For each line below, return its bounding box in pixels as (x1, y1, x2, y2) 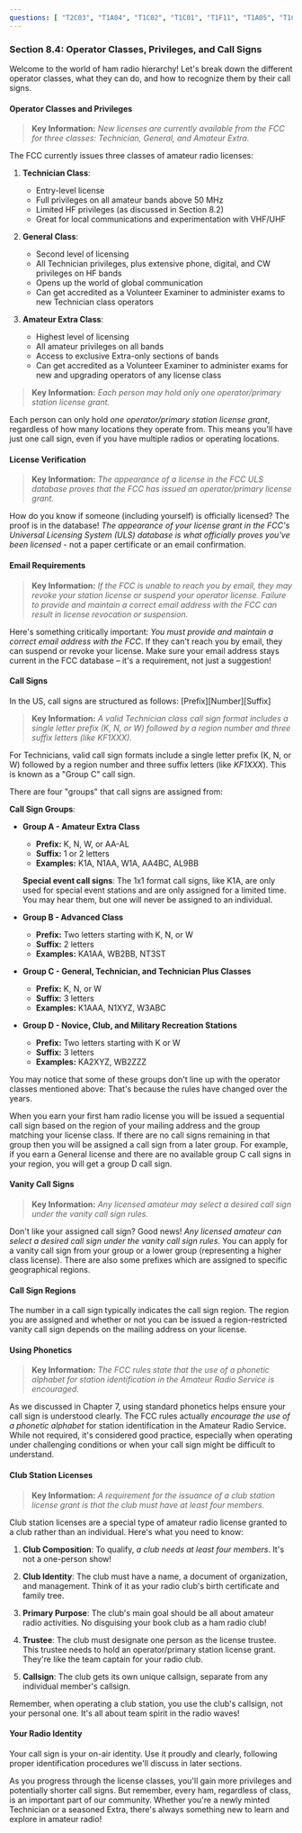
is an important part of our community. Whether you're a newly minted (9, 1794, 270, 1805)
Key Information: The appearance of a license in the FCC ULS (31, 474, 263, 485)
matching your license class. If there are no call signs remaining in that (9, 1130, 271, 1140)
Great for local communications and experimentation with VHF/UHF (35, 213, 286, 225)
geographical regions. (9, 1264, 91, 1275)
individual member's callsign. (22, 1681, 131, 1692)
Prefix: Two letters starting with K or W (35, 1037, 182, 1048)
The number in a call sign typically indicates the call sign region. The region (9, 1305, 289, 1316)
